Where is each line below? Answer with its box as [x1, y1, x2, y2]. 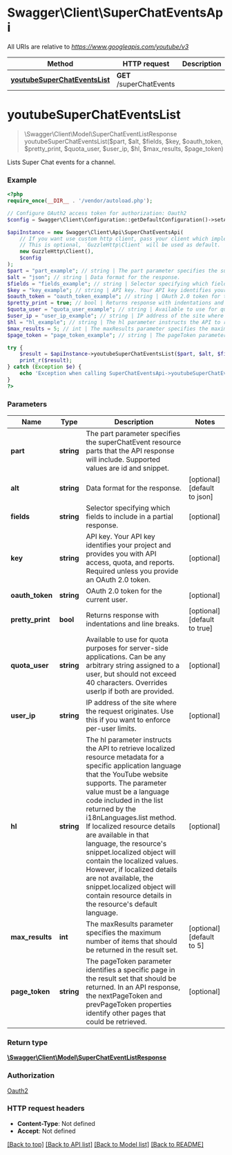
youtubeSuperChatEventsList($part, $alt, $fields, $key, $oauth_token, [23, 137, 223, 145]
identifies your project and [86, 540, 171, 549]
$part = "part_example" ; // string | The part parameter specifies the [7, 267, 217, 274]
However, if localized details [86, 864, 177, 874]
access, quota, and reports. [86, 557, 175, 567]
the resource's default [86, 899, 157, 909]
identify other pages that [86, 1008, 166, 1018]
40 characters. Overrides [86, 677, 168, 687]
